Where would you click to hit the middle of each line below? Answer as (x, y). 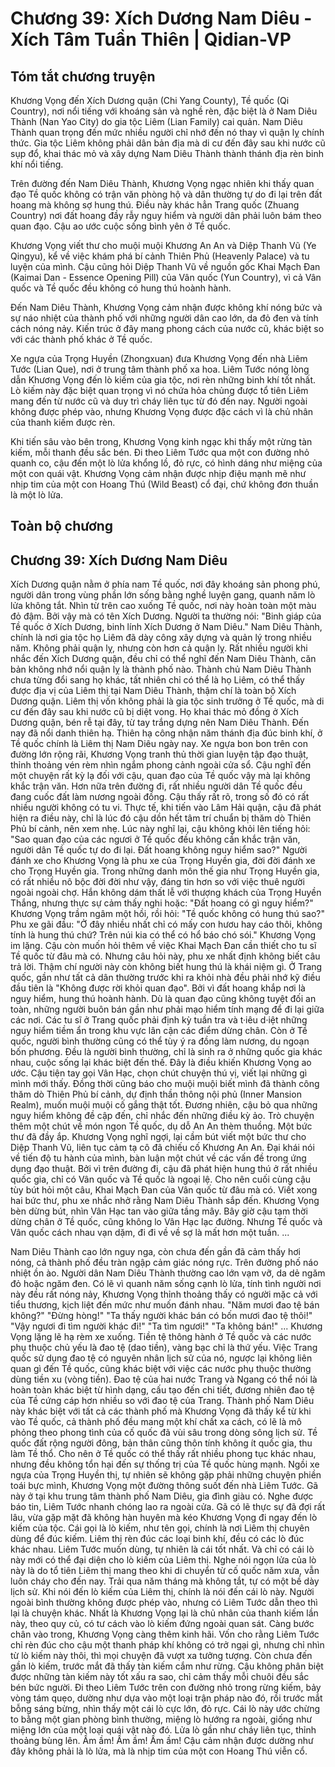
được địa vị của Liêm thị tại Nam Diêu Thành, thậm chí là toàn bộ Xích (153, 691)
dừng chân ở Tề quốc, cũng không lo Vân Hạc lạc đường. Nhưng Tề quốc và (166, 1222)
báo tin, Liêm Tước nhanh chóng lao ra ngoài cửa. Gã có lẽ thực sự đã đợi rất (168, 1507)
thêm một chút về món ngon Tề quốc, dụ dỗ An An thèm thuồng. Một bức (161, 1126)
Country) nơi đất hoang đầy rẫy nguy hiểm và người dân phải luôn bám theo (166, 215)
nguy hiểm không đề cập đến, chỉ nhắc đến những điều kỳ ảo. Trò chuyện (162, 1116)
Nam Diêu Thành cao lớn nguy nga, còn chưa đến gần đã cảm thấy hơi (155, 1252)
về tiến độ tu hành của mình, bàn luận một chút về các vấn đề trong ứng (158, 1158)
